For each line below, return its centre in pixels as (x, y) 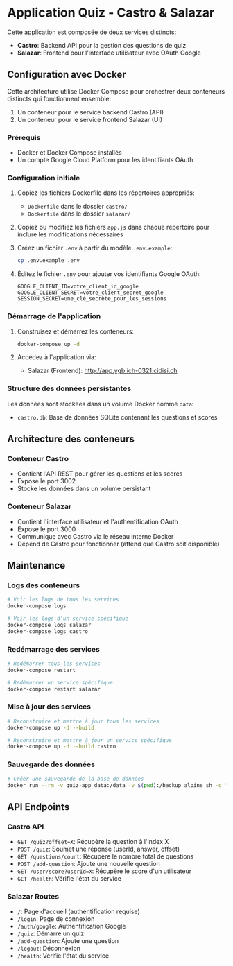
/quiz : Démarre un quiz (51, 933)
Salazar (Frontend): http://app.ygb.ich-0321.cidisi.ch (102, 371)
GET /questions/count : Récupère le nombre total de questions (105, 856)
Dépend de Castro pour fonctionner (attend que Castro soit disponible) (118, 544)
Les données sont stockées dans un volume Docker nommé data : (101, 404)
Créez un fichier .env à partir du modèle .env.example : (95, 248)
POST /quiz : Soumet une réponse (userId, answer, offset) (98, 849)
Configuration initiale (44, 178)
